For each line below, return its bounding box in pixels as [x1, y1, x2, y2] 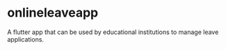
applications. [7, 35, 44, 43]
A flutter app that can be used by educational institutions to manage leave [7, 28, 219, 36]
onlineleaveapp [7, 5, 99, 21]
